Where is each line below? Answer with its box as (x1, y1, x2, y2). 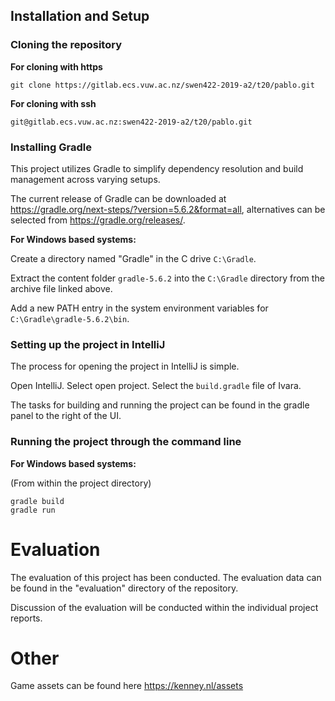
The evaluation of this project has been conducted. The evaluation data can (10, 571, 322, 583)
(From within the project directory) (10, 477, 152, 489)
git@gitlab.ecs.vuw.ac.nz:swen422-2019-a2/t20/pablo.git (10, 117, 253, 127)
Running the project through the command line (10, 435, 242, 449)
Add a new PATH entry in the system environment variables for (10, 302, 269, 314)
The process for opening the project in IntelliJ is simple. (10, 360, 240, 373)
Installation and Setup (10, 8, 150, 25)
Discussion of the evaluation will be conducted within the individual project (10, 601, 319, 613)
